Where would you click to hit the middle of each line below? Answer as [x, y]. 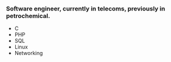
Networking [29, 53]
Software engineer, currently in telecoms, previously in [85, 9]
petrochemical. [28, 16]
